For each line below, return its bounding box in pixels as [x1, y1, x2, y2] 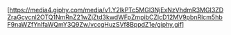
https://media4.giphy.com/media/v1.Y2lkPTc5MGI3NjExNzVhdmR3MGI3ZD [9, 6, 224, 14]
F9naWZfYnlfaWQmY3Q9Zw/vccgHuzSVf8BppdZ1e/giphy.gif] [7, 21, 185, 28]
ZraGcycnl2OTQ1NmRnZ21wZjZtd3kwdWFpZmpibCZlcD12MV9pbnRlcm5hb [7, 13, 223, 21]
